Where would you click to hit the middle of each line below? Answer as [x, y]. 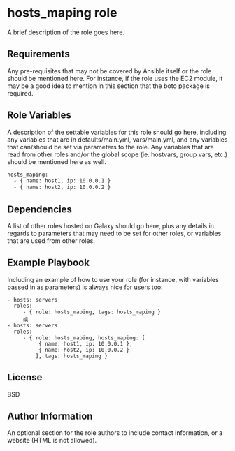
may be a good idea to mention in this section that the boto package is [109, 86]
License [25, 377]
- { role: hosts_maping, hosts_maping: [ [84, 338]
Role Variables [39, 116]
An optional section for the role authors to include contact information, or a [115, 433]
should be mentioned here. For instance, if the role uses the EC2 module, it [115, 78]
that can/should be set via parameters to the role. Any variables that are [111, 147]
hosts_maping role [62, 13]
